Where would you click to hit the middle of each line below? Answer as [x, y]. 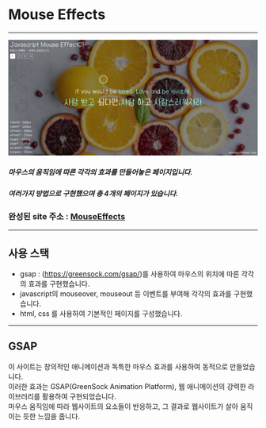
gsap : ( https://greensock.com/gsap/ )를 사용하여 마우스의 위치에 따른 [129, 274]
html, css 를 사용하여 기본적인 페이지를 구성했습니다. [101, 313]
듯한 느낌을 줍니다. [51, 416]
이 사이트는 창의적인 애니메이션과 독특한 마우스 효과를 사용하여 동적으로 [118, 366]
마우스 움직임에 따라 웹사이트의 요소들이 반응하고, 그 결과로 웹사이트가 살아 [123, 406]
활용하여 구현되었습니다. [79, 396]
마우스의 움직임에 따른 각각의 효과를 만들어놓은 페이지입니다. [101, 172]
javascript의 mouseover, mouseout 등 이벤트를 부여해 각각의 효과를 [125, 293]
